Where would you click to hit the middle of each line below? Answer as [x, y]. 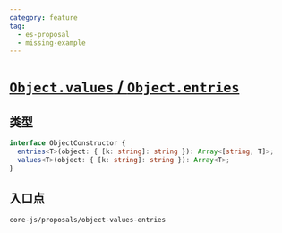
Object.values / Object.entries [124, 87]
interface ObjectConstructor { [68, 143]
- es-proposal [43, 34]
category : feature [43, 17]
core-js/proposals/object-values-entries [88, 220]
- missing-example [52, 43]
